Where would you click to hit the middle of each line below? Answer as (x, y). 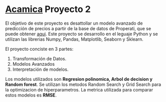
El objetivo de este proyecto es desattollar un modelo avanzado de (74, 23)
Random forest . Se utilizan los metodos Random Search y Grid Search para (83, 84)
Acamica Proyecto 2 (48, 9)
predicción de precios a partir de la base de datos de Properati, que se (78, 28)
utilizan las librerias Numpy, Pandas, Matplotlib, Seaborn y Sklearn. (74, 39)
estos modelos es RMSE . (31, 95)
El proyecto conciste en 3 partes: (39, 49)
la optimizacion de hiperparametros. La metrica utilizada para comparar (79, 89)
